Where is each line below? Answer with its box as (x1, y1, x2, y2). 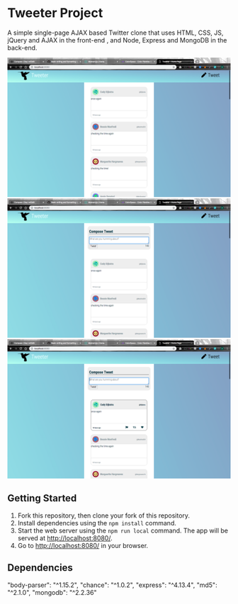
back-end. (7, 43, 38, 52)
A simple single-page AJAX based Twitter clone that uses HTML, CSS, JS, (7, 28, 224, 37)
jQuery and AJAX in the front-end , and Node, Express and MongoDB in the (7, 35, 227, 44)
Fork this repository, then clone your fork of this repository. (17, 511, 190, 520)
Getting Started (7, 492, 77, 504)
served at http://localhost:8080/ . (17, 533, 113, 542)
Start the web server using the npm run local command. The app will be (17, 526, 229, 535)
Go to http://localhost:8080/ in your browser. (17, 541, 149, 549)
